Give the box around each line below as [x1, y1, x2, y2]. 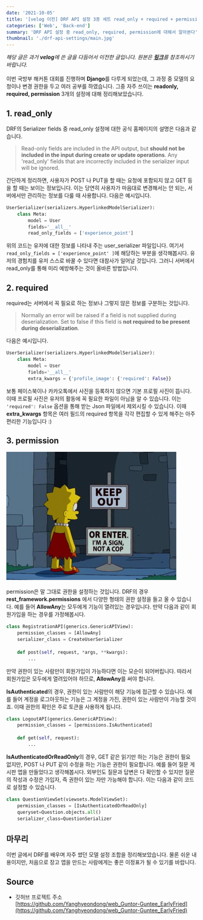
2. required [6, 283, 48, 293]
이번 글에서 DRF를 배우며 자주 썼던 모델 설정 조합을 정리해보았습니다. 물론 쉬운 [6, 851, 190, 858]
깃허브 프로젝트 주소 [14, 893, 62, 901]
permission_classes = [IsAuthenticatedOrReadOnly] [17, 802, 147, 809]
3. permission [6, 435, 59, 446]
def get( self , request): [17, 735, 80, 741]
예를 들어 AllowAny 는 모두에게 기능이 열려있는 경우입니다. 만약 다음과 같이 [14, 603, 190, 611]
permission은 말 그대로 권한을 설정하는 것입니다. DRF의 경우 [6, 588, 149, 596]
